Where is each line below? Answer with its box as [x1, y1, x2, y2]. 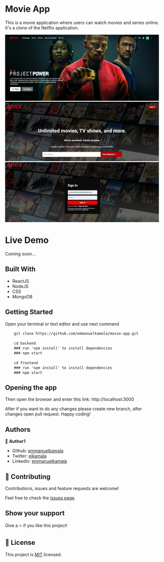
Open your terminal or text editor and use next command [5, 321, 120, 327]
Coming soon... [5, 251, 36, 257]
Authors [5, 425, 31, 434]
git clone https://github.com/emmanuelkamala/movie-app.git [14, 331, 139, 336]
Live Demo [5, 235, 49, 246]
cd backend [14, 341, 36, 346]
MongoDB [12, 293, 33, 299]
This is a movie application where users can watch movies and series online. [5, 20, 159, 25]
